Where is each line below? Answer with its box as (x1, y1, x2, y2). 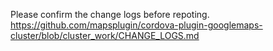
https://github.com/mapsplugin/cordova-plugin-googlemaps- (10, 19, 263, 31)
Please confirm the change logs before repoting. (10, 9, 210, 20)
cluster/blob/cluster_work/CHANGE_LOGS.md (10, 30, 200, 41)
